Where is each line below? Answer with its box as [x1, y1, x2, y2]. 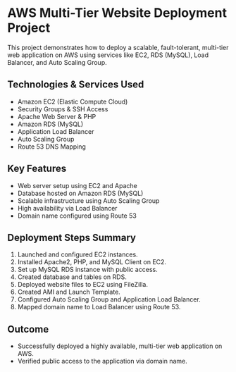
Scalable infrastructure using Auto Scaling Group [17, 196, 160, 205]
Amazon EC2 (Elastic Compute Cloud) [17, 97, 128, 106]
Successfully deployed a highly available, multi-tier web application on [17, 342, 223, 350]
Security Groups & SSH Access [17, 104, 108, 113]
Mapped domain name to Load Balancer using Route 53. [17, 303, 181, 311]
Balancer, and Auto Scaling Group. [7, 58, 107, 66]
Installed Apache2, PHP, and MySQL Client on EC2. [17, 258, 167, 266]
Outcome [7, 323, 49, 335]
